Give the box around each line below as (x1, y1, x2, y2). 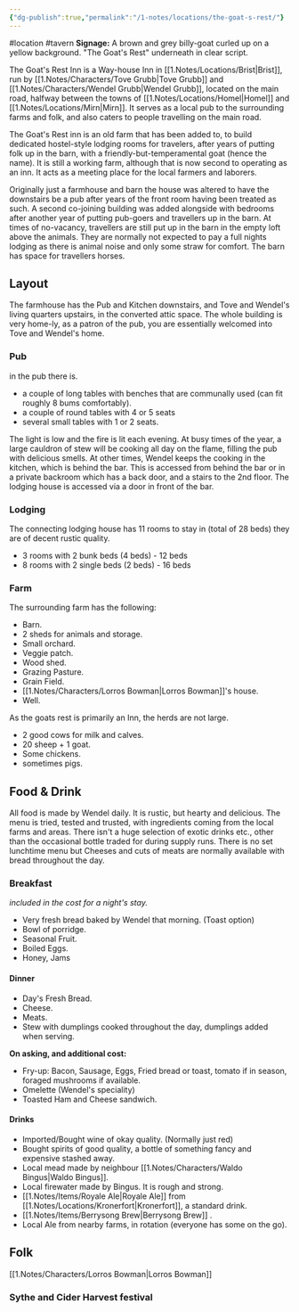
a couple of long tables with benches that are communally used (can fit (21, 388, 283, 398)
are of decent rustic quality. (9, 533, 110, 544)
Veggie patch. (21, 648, 74, 659)
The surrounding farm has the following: (9, 603, 158, 613)
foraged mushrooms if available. (21, 1075, 141, 1086)
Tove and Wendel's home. (9, 328, 105, 339)
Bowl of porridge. (21, 924, 87, 935)
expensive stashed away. (21, 1152, 116, 1163)
